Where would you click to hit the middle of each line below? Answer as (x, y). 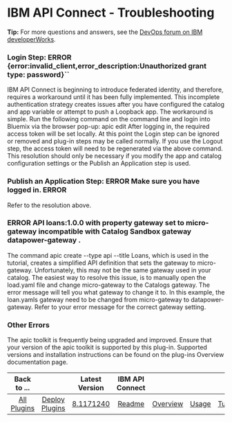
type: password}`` (39, 74)
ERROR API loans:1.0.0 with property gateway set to (96, 223)
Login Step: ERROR (39, 57)
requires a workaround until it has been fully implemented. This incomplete (114, 97)
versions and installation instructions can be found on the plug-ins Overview (116, 355)
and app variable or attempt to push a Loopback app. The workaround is (110, 112)
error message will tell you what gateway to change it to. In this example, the (116, 292)
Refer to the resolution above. (49, 205)
